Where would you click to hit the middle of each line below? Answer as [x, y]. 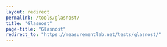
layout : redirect [28, 12]
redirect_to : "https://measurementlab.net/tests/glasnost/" [84, 35]
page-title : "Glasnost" [36, 29]
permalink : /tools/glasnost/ [43, 18]
